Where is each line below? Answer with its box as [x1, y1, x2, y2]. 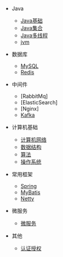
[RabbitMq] [20, 93, 48, 100]
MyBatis [20, 189, 41, 196]
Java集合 [20, 25, 43, 31]
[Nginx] [20, 106, 39, 112]
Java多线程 [20, 32, 48, 39]
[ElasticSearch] [20, 99, 58, 106]
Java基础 [20, 17, 43, 24]
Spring [20, 183, 37, 189]
